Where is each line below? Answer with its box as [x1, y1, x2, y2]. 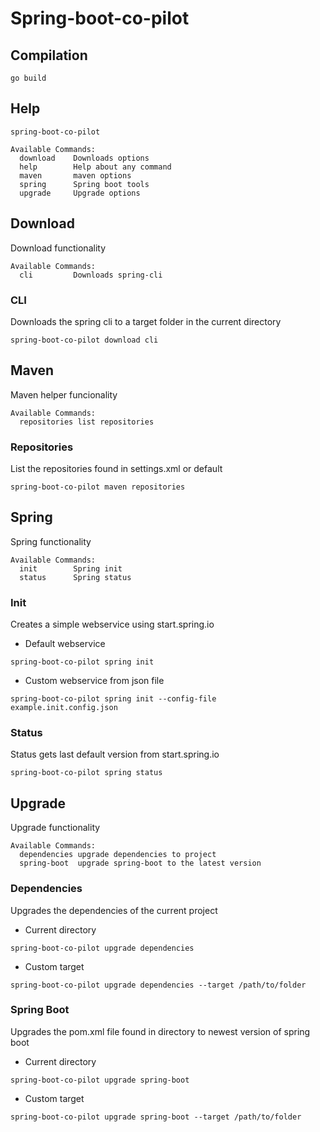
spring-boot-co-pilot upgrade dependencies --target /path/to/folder [10, 980, 307, 990]
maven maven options [19, 170, 132, 181]
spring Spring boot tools [19, 179, 150, 189]
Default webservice [24, 638, 106, 650]
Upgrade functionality [10, 822, 101, 834]
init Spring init [19, 563, 123, 574]
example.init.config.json [10, 703, 118, 713]
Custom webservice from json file [24, 675, 165, 687]
